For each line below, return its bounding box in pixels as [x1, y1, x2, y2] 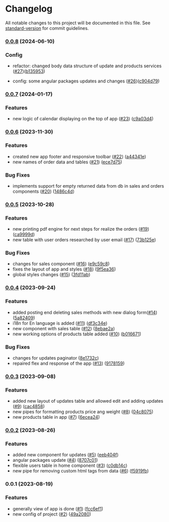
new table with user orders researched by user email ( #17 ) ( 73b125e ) [12, 237, 156, 243]
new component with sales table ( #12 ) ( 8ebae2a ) [12, 325, 115, 331]
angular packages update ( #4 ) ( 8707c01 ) [12, 457, 98, 463]
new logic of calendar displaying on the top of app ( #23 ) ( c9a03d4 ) [12, 116, 154, 122]
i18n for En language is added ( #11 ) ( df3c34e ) [12, 320, 108, 326]
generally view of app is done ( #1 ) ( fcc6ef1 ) [12, 505, 104, 511]
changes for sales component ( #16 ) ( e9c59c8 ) [12, 261, 110, 267]
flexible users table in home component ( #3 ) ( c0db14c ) [12, 462, 128, 468]
